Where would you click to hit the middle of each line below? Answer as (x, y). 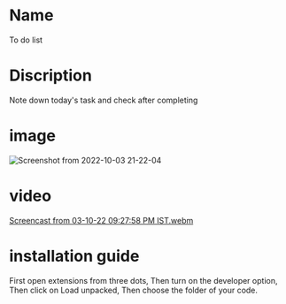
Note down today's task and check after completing (104, 100)
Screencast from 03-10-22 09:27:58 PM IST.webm (101, 220)
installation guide (74, 256)
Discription (51, 76)
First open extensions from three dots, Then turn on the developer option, (143, 280)
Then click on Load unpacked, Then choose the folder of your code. (134, 290)
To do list (26, 40)
